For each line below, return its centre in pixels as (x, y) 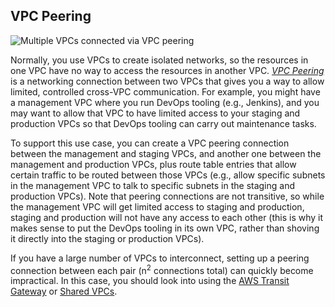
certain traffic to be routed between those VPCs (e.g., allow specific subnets (168, 175)
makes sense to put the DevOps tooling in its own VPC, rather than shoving (165, 228)
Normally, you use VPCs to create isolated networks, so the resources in (159, 60)
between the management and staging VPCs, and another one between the (166, 153)
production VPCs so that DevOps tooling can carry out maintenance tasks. (163, 123)
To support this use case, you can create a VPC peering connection (150, 143)
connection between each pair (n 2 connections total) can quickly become (162, 269)
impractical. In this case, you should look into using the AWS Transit (150, 281)
